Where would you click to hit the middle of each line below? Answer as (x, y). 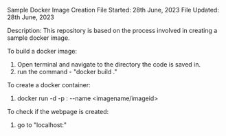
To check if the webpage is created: (58, 112)
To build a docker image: (42, 51)
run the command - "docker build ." (67, 72)
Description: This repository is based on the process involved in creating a (112, 31)
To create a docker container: (49, 85)
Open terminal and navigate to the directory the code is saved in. (109, 64)
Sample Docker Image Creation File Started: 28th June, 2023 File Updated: (113, 10)
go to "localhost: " (42, 125)
